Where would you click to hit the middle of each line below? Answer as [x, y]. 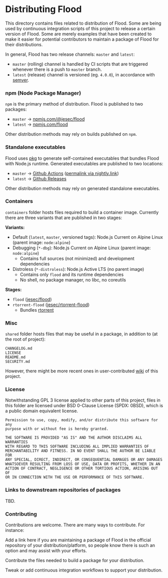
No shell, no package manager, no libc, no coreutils [73, 279]
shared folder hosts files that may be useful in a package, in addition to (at [81, 334]
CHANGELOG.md [19, 349]
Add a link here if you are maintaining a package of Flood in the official [78, 540]
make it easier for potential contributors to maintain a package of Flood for [82, 39]
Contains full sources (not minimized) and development [77, 258]
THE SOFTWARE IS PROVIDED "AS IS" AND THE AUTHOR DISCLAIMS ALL [74, 438]
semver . [21, 80]
